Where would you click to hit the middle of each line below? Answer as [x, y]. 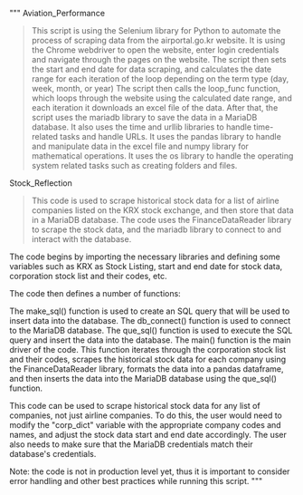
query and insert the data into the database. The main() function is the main [150, 340]
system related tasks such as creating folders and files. [134, 165]
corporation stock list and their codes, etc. [88, 276]
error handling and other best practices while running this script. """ [136, 481]
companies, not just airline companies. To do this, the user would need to [146, 415]
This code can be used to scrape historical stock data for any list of [135, 406]
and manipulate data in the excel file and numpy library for [140, 146]
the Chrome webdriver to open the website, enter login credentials [155, 50]
